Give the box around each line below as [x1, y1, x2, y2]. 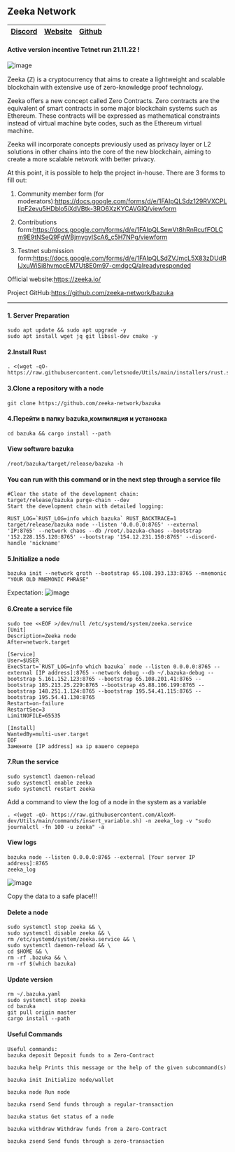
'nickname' [29, 540, 61, 547]
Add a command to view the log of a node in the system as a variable [7, 797, 206, 806]
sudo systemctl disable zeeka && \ [7, 930, 111, 937]
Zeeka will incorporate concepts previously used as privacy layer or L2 [7, 140, 211, 149]
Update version [7, 975, 53, 984]
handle [7, 540, 27, 547]
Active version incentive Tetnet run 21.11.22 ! [7, 46, 140, 54]
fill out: [7, 176, 27, 184]
